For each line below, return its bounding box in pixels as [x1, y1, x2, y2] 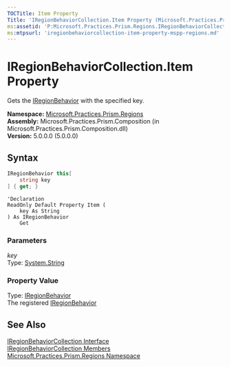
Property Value [7, 275, 59, 285]
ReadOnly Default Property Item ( [7, 201, 107, 208]
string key [19, 177, 51, 183]
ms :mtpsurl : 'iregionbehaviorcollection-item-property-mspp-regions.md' [7, 29, 220, 37]
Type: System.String [7, 258, 65, 266]
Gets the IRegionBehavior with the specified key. [7, 97, 144, 105]
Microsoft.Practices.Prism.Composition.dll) [7, 125, 129, 133]
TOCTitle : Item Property [7, 10, 78, 17]
